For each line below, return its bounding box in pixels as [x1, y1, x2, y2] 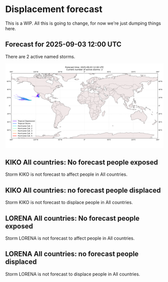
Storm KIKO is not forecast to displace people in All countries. [5, 199, 133, 205]
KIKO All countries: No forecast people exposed [5, 158, 158, 167]
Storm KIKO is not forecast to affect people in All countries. [5, 171, 128, 177]
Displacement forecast [5, 4, 103, 15]
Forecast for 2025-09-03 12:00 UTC [5, 40, 122, 49]
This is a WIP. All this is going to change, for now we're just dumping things [5, 20, 161, 26]
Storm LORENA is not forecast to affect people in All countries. [5, 235, 135, 241]
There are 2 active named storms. [5, 53, 75, 59]
